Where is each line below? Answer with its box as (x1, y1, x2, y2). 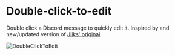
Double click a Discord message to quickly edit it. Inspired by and (6, 24, 170, 31)
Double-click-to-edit (6, 4, 112, 18)
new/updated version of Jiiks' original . (6, 30, 102, 37)
